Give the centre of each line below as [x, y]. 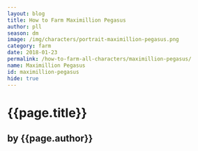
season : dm [23, 33]
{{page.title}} [47, 113]
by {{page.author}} [50, 138]
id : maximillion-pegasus [43, 72]
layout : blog [26, 14]
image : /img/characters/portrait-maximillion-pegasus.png [93, 40]
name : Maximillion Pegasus [46, 65]
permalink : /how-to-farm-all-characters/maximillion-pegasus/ [99, 59]
